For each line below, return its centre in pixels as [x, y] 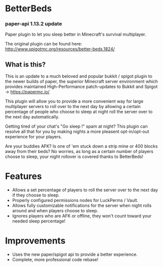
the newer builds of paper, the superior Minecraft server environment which [81, 82]
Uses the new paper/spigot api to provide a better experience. [75, 254]
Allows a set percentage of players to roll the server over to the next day [85, 190]
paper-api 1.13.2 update [34, 24]
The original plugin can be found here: [44, 44]
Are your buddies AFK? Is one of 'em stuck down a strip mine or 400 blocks [81, 146]
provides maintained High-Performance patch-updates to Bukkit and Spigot [81, 87]
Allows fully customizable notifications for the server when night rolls [82, 205]
